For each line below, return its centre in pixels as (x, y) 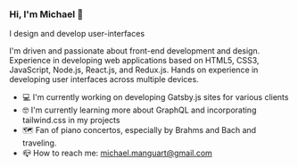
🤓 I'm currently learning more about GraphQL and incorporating (139, 110)
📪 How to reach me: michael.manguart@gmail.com (117, 153)
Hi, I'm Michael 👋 (46, 14)
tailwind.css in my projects (71, 121)
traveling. (39, 143)
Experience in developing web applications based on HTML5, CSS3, (134, 61)
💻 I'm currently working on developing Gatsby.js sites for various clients (155, 97)
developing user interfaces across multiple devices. (104, 79)
